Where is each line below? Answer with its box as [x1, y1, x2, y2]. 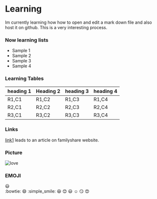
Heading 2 [36, 88, 61, 94]
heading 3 [65, 88, 89, 94]
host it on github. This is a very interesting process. [5, 24, 108, 30]
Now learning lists [5, 36, 48, 43]
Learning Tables [5, 75, 44, 82]
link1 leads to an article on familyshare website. [5, 137, 99, 143]
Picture [5, 149, 23, 156]
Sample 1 [12, 47, 31, 54]
